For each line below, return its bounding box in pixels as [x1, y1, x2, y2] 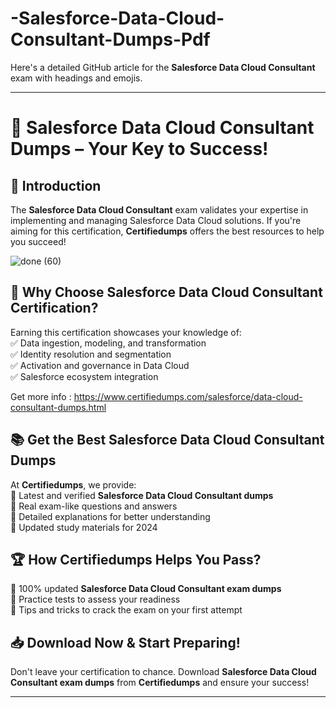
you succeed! [10, 235, 67, 247]
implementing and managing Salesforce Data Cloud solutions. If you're [10, 214, 302, 226]
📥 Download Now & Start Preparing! [10, 634, 241, 651]
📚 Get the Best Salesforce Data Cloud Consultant [10, 432, 325, 449]
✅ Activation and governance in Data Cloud [10, 359, 190, 371]
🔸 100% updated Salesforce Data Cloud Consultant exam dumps [10, 583, 282, 595]
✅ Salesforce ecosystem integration [10, 370, 159, 382]
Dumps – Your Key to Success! [10, 138, 269, 161]
